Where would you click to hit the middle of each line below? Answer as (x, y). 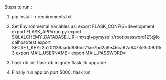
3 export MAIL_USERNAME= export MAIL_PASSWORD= (69, 53)
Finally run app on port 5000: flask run (51, 72)
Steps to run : (19, 7)
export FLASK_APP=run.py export (46, 32)
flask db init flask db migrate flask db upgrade (59, 62)
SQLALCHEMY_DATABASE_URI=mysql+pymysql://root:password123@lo (86, 37)
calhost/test (24, 42)
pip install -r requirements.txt (41, 17)
